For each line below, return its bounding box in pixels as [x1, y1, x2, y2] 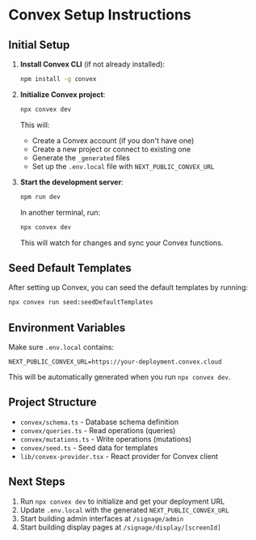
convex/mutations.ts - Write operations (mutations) [19, 434, 192, 444]
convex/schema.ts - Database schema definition [19, 417, 179, 427]
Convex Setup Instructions [8, 6, 191, 24]
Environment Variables [8, 321, 126, 334]
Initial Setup [8, 38, 70, 52]
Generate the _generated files [31, 152, 131, 163]
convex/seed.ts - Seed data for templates [19, 443, 159, 453]
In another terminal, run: [19, 207, 101, 217]
